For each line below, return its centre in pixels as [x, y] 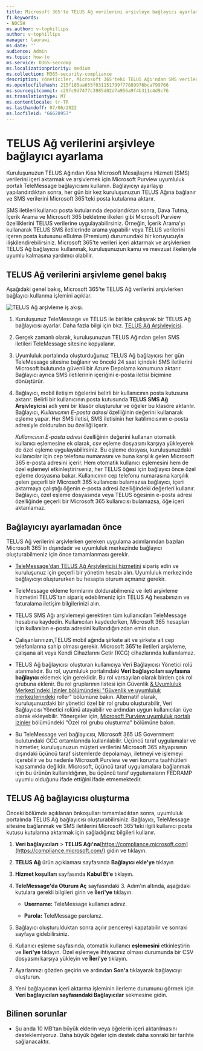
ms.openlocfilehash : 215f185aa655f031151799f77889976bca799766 [88, 85]
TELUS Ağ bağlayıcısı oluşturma [68, 799]
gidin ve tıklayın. [127, 850]
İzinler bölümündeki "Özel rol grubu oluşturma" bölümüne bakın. [95, 722]
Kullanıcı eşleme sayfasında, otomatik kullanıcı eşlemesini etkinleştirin [102, 946]
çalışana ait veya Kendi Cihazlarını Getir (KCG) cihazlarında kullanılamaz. [105, 653]
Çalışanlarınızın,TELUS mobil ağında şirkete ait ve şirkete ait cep [95, 639]
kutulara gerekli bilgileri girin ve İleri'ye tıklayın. [74, 892]
